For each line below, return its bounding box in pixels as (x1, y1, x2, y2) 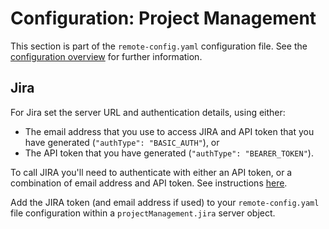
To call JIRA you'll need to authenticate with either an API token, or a (10, 166, 293, 178)
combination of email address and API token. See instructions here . (10, 177, 288, 189)
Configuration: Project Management (10, 7, 317, 30)
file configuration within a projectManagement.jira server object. (10, 207, 276, 219)
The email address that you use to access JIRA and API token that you (24, 125, 315, 137)
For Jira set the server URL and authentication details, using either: (10, 106, 286, 118)
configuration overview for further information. (10, 50, 203, 62)
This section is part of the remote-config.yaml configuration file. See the (10, 40, 308, 52)
